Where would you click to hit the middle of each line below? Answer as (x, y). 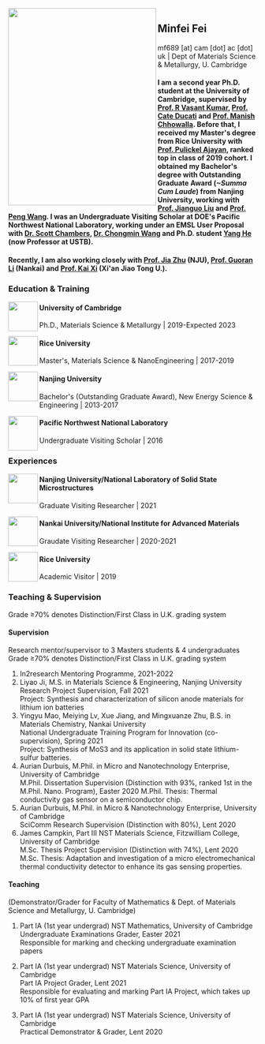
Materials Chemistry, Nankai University (83, 724)
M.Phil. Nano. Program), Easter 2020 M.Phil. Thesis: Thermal (118, 791)
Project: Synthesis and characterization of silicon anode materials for (132, 698)
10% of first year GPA (54, 999)
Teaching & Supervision (55, 597)
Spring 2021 (84, 740)
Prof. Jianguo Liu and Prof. (202, 208)
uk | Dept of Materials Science (207, 56)
